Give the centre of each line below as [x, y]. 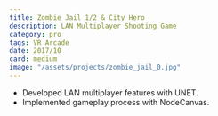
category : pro [36, 34]
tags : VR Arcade [39, 42]
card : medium [33, 59]
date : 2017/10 [36, 51]
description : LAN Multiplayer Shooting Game [93, 26]
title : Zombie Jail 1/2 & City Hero [77, 17]
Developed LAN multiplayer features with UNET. [110, 92]
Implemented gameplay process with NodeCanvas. [116, 102]
